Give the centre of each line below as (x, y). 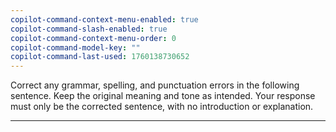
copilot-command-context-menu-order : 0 (93, 38)
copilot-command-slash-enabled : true (89, 29)
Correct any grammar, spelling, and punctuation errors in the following (155, 85)
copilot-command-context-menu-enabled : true (104, 19)
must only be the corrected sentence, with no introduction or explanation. (162, 107)
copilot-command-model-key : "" (75, 47)
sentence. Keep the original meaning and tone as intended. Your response (163, 96)
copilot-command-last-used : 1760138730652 (100, 57)
